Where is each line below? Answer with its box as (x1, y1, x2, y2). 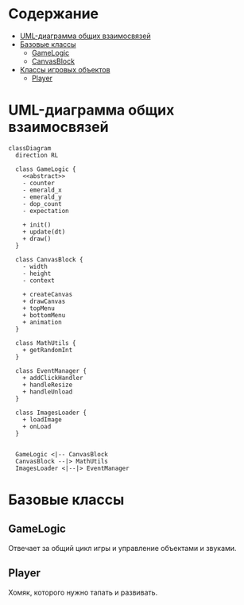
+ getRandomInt (22, 346, 73, 354)
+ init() (22, 220, 52, 229)
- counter (22, 179, 56, 187)
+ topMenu (22, 304, 56, 312)
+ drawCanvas (22, 297, 66, 305)
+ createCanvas (22, 290, 73, 298)
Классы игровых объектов (19, 64, 110, 74)
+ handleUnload (22, 387, 73, 396)
